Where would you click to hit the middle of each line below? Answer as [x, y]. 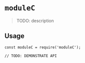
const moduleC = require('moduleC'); [43, 47]
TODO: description [35, 21]
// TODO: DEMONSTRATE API [31, 56]
